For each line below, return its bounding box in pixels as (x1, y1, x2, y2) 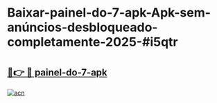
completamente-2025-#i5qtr (7, 35, 178, 50)
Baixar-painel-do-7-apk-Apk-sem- (7, 5, 211, 21)
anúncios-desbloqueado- (7, 19, 158, 35)
